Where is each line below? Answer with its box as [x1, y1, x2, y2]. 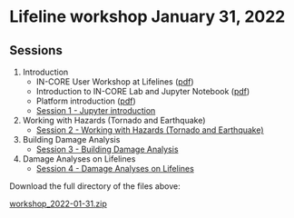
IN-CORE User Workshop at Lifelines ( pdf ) [35, 76, 194, 87]
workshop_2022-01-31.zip [9, 198, 107, 209]
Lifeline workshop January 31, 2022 [9, 6, 286, 27]
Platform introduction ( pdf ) [35, 95, 136, 106]
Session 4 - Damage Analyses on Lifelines [35, 163, 195, 173]
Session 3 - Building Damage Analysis [35, 144, 179, 154]
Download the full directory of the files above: [9, 181, 181, 192]
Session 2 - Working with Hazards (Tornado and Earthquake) [35, 124, 265, 135]
